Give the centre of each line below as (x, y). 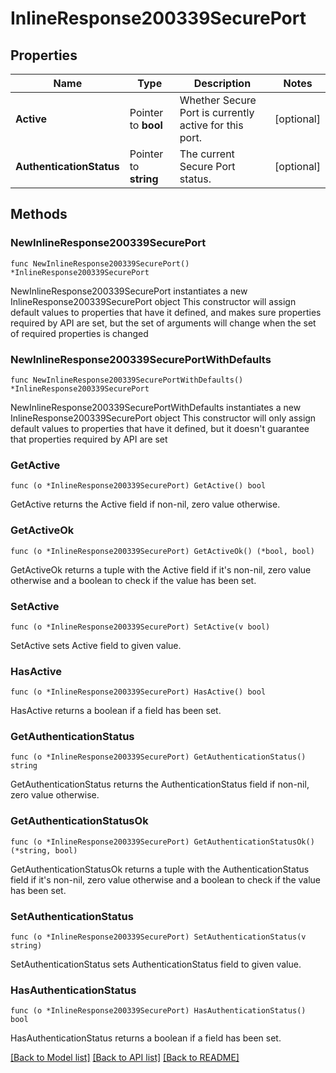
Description (222, 83)
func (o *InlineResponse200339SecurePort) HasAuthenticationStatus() (158, 1011)
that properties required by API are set (89, 439)
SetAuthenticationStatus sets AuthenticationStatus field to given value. (156, 964)
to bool (146, 125)
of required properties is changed (79, 333)
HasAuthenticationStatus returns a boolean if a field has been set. (146, 1038)
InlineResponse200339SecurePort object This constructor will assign (153, 301)
